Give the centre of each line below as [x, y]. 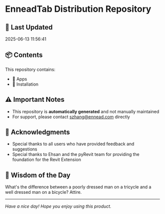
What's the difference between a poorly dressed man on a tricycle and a [78, 187]
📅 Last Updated [29, 27]
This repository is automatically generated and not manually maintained [86, 111]
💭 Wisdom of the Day [38, 175]
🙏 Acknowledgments [38, 132]
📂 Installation [25, 84]
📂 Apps [20, 79]
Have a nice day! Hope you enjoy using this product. [58, 206]
